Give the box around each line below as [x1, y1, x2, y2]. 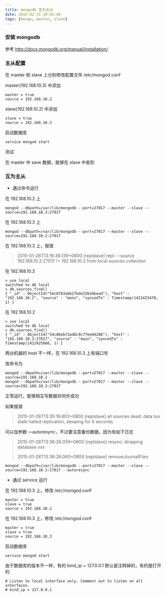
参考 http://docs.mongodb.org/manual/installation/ [5, 46, 108, 52]
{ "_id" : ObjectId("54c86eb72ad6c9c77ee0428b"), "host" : [5, 332, 130, 337]
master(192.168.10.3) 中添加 [5, 82, 61, 88]
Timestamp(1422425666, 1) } [5, 341, 63, 346]
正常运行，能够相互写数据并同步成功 [5, 393, 79, 399]
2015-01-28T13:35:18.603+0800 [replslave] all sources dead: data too [17, 413, 160, 419]
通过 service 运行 [12, 477, 48, 483]
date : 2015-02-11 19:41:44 [5, 12, 61, 17]
